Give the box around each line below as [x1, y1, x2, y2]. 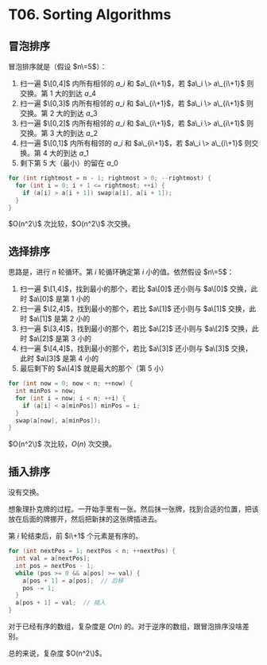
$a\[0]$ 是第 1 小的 [29, 294, 91, 304]
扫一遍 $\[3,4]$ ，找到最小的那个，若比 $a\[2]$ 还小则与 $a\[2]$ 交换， [19, 324, 252, 333]
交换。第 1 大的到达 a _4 [19, 89, 97, 98]
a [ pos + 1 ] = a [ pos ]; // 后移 [22, 577, 124, 585]
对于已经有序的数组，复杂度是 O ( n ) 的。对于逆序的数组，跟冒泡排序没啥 [8, 622, 243, 631]
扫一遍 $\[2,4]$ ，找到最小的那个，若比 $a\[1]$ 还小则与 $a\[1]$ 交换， [19, 304, 250, 313]
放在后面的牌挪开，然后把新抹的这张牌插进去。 [8, 515, 161, 524]
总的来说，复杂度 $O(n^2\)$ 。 [8, 648, 107, 658]
